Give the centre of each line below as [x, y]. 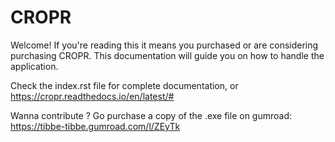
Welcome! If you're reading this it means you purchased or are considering [164, 45]
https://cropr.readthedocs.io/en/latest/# [92, 96]
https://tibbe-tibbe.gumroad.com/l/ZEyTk [95, 126]
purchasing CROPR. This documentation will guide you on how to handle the [167, 55]
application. [34, 66]
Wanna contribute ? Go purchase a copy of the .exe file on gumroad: [151, 115]
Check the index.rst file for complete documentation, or [124, 85]
